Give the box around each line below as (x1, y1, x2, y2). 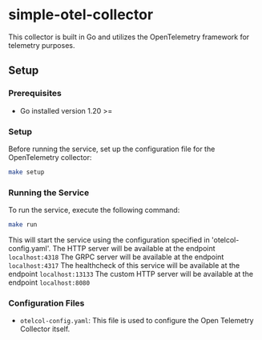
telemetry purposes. (8, 40, 75, 50)
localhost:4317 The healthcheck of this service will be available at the (8, 260, 240, 270)
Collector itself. (19, 324, 71, 334)
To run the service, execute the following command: (8, 206, 180, 215)
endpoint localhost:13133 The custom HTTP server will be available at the (8, 269, 254, 278)
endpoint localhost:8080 (8, 278, 91, 287)
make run (8, 221, 38, 229)
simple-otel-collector (8, 6, 154, 24)
